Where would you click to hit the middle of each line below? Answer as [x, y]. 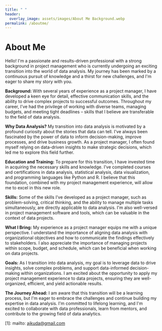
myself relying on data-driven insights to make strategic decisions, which [78, 147]
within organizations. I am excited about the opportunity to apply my [89, 273]
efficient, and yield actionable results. [65, 284]
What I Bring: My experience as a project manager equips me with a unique [81, 228]
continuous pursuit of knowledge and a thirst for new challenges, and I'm [78, 77]
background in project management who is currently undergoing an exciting [81, 66]
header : [13, 14]
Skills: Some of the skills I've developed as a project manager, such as [76, 197]
